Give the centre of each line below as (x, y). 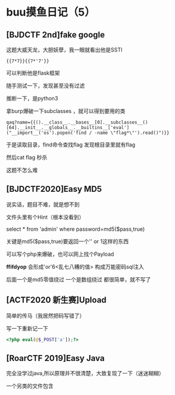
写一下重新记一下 (27, 328)
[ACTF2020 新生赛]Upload (56, 300)
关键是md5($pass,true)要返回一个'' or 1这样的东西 (67, 241)
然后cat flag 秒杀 (27, 157)
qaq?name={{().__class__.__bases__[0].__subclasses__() (77, 123)
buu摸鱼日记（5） (51, 12)
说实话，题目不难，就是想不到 (43, 204)
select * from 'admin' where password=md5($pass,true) (76, 229)
